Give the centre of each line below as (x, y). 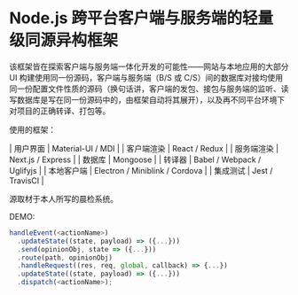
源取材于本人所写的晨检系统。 (63, 198)
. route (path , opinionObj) (65, 258)
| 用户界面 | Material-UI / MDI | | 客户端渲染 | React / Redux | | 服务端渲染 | (144, 148)
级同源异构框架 (64, 40)
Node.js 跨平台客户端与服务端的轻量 (141, 18)
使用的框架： (32, 129)
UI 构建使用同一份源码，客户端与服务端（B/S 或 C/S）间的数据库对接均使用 (146, 77)
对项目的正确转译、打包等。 (60, 111)
